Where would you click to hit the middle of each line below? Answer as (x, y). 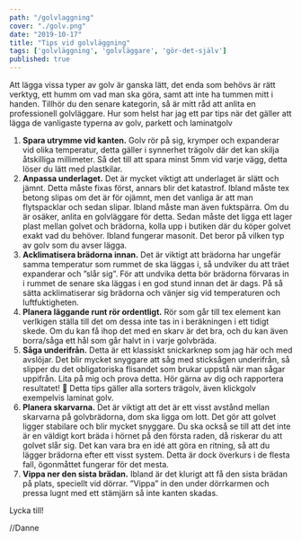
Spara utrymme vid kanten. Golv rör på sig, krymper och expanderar (151, 140)
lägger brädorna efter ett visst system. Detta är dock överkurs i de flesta (156, 455)
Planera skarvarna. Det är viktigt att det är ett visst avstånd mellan (146, 407)
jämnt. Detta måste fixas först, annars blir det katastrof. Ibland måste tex (156, 188)
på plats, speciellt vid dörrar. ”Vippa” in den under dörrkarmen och (146, 484)
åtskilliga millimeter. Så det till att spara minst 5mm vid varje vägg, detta (155, 159)
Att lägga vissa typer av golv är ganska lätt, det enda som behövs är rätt (142, 85)
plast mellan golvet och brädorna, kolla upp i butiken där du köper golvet (156, 226)
